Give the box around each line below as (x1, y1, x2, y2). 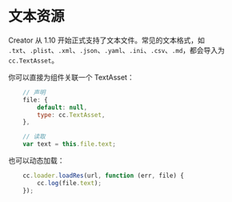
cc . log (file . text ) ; (37, 179, 102, 187)
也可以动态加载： (8, 156, 65, 165)
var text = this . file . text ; (22, 140, 116, 148)
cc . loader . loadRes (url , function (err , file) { (22, 172, 184, 180)
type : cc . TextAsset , (37, 111, 106, 119)
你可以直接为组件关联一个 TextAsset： (8, 72, 134, 82)
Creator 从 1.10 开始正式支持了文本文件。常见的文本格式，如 (8, 35, 206, 45)
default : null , (37, 103, 88, 111)
